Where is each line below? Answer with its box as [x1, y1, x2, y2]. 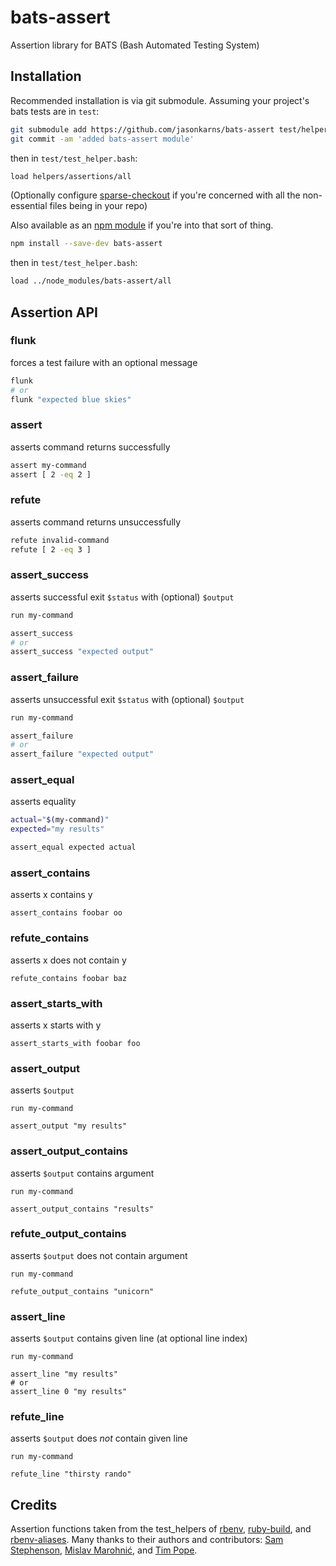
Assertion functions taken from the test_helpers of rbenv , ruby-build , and [10, 1523, 312, 1535]
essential [10, 200, 48, 212]
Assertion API [10, 304, 98, 321]
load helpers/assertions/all [10, 171, 132, 181]
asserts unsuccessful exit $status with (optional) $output [10, 693, 245, 705]
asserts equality [10, 796, 77, 808]
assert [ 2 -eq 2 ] [10, 469, 92, 480]
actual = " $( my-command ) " [10, 815, 110, 825]
